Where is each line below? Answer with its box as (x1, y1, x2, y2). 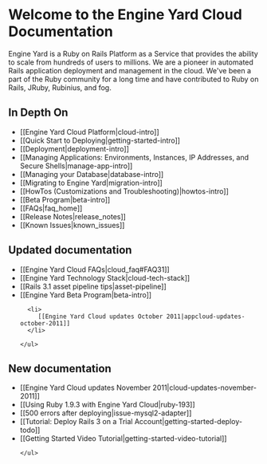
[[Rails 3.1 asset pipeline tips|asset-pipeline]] (19, 281, 167, 291)
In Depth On (8, 106, 69, 120)
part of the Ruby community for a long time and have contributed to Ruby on (8, 74, 259, 84)
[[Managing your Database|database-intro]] (19, 169, 164, 179)
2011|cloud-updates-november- (152, 383, 257, 392)
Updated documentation (8, 243, 132, 257)
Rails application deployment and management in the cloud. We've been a (8, 65, 252, 75)
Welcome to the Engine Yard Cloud (8, 6, 243, 24)
